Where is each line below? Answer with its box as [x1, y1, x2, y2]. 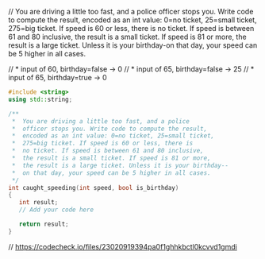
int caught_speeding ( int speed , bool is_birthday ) [8, 184, 179, 191]
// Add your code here [18, 206, 94, 214]
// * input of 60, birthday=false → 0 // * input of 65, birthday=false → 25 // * [8, 64, 255, 74]
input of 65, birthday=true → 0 [8, 73, 107, 82]
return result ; [18, 220, 69, 228]
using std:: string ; [8, 95, 73, 103]
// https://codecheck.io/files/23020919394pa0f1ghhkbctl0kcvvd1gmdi [8, 242, 238, 251]
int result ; [18, 199, 59, 207]
